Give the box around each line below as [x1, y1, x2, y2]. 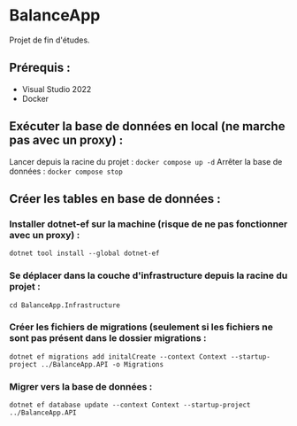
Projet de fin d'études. [9, 35, 90, 45]
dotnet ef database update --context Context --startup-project [9, 400, 251, 410]
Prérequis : [9, 60, 71, 75]
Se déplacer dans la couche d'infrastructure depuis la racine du [9, 269, 288, 282]
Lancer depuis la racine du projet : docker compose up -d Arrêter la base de [9, 156, 283, 167]
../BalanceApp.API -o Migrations [41, 360, 164, 368]
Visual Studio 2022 [21, 83, 92, 94]
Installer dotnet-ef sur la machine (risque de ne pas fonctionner [9, 218, 288, 230]
